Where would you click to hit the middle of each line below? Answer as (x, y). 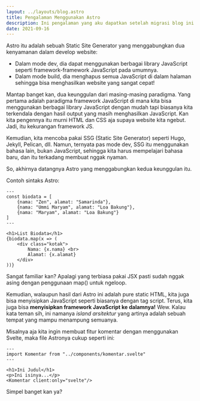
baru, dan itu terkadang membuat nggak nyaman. (67, 158)
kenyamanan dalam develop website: (52, 52)
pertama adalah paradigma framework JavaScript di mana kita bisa (89, 101)
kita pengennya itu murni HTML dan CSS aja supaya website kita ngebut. (96, 120)
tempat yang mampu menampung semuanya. (62, 320)
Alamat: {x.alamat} (52, 255)
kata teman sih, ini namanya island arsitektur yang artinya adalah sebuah (96, 314)
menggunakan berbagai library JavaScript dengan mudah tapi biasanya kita (100, 107)
